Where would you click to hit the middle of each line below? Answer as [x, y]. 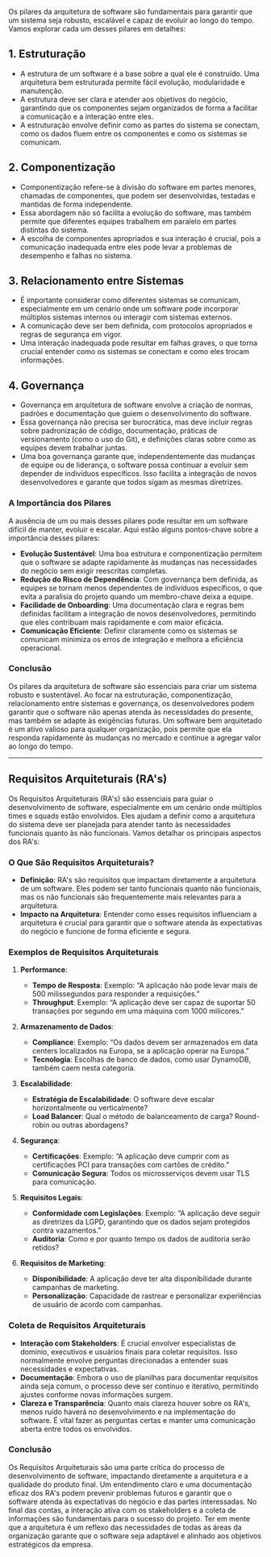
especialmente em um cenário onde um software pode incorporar [129, 309]
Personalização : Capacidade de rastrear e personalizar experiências [147, 1296]
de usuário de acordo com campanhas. [97, 1304]
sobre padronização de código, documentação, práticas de [119, 431]
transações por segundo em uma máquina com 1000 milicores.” [138, 1011]
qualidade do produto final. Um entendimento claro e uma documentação [130, 1484]
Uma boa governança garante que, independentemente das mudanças [138, 457]
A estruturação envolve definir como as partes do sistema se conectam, [140, 125]
